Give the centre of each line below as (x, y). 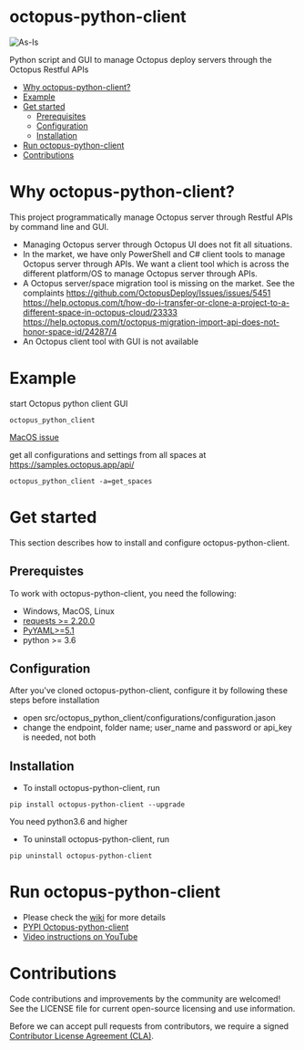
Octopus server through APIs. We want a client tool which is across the (156, 264)
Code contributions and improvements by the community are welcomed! (145, 999)
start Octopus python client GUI (69, 403)
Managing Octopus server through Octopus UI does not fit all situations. (157, 244)
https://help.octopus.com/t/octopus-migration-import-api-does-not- (151, 322)
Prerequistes (47, 572)
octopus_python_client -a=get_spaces (81, 481)
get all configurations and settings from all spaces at (108, 454)
